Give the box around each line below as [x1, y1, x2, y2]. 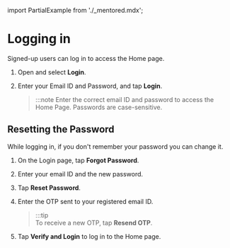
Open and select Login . [17, 67, 86, 77]
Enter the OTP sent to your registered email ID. [17, 197, 154, 205]
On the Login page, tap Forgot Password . [17, 156, 139, 164]
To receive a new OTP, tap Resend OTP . [35, 218, 153, 227]
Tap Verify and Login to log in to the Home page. [17, 232, 161, 240]
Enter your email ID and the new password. [17, 169, 144, 178]
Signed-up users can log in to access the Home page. [7, 54, 165, 62]
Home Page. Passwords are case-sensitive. [35, 103, 163, 111]
